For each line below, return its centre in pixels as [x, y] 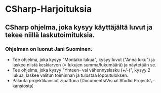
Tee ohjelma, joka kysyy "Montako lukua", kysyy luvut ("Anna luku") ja [83, 60]
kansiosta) [23, 86]
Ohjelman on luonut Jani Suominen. [49, 49]
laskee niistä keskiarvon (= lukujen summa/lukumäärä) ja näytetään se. [84, 64]
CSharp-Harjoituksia [48, 9]
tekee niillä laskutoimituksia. [50, 35]
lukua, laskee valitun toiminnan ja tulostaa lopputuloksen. [70, 75]
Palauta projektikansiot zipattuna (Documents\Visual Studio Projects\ [82, 80]
